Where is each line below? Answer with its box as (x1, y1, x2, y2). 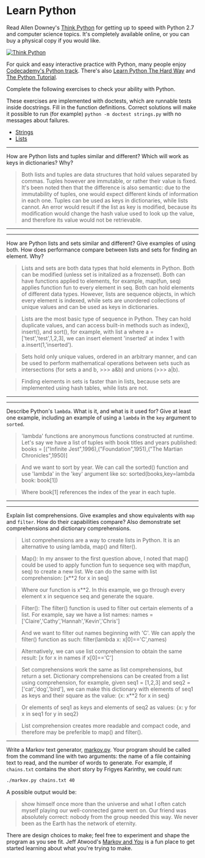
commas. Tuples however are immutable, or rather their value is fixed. (21, 177, 197, 184)
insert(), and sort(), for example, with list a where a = (21, 328, 154, 335)
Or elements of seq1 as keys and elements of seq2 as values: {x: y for (21, 703, 196, 711)
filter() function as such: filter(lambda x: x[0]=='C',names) (21, 636, 167, 643)
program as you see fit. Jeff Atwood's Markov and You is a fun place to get (6, 838, 195, 845)
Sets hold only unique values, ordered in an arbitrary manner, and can (21, 352, 197, 360)
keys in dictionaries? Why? (6, 159, 73, 166)
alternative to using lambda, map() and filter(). (21, 543, 137, 550)
